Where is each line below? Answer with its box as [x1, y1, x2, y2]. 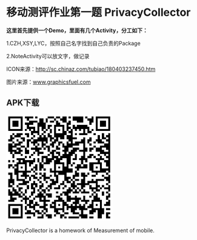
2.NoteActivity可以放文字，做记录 [6, 52, 90, 59]
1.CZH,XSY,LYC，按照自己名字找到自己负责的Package [6, 39, 141, 47]
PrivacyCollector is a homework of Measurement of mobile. [6, 227, 155, 234]
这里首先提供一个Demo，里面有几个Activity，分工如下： [6, 27, 149, 34]
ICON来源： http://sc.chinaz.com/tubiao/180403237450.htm [6, 65, 156, 73]
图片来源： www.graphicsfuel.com [6, 78, 91, 85]
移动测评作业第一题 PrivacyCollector [6, 5, 191, 19]
